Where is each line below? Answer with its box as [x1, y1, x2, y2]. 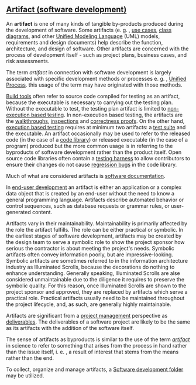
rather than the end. [6, 354, 54, 362]
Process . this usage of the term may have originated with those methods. [6, 81, 183, 88]
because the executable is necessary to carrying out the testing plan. [6, 99, 173, 106]
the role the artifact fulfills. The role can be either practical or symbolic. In [6, 226, 183, 233]
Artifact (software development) [6, 5, 127, 15]
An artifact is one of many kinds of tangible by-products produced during [6, 20, 184, 27]
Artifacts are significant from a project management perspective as [6, 312, 168, 319]
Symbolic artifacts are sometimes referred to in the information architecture [6, 257, 188, 264]
